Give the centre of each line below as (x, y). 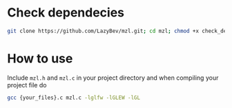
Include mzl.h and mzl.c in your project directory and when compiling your (113, 78)
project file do (27, 85)
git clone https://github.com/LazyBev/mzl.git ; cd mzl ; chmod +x (103, 31)
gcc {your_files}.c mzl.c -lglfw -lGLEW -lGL (74, 98)
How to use (40, 58)
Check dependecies (66, 13)
